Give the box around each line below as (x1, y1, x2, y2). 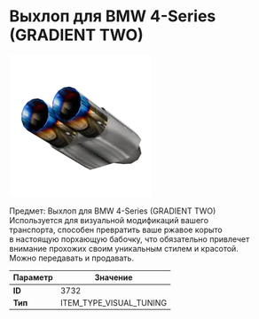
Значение (94, 272, 133, 283)
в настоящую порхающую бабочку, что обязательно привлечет (9, 233, 250, 245)
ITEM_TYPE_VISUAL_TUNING (60, 297, 167, 307)
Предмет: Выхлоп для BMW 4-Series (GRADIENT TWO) (9, 206, 216, 216)
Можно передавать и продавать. (9, 253, 135, 263)
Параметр (12, 272, 53, 283)
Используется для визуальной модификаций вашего (9, 214, 209, 225)
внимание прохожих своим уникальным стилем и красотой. (9, 243, 239, 253)
